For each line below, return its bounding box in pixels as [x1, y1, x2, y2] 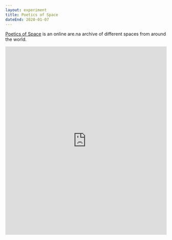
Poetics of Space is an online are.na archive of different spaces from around [5, 31, 166, 37]
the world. [5, 36, 27, 42]
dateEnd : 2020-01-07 [5, 17, 50, 22]
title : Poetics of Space [5, 12, 58, 17]
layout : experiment [5, 7, 47, 13]
